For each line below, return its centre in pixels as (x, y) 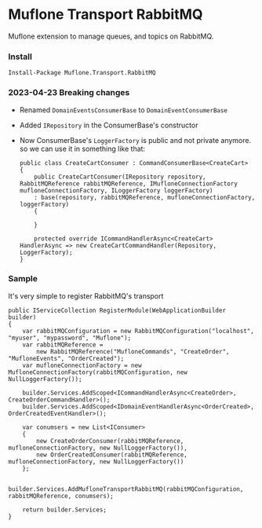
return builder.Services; (65, 510)
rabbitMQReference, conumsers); (61, 496)
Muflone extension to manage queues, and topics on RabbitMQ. (111, 36)
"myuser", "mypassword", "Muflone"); (70, 338)
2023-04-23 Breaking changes (69, 93)
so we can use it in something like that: (82, 148)
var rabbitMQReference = (63, 345)
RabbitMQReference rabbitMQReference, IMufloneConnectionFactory (128, 183)
